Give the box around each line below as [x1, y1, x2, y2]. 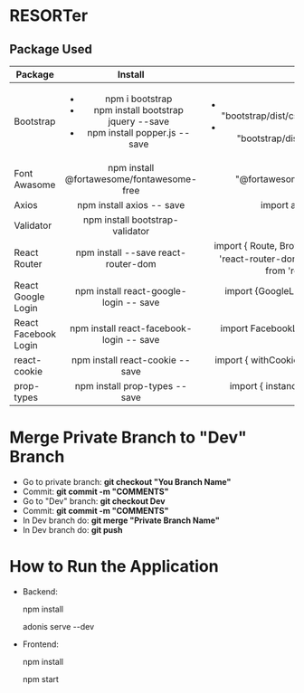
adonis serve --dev [22, 621, 95, 631]
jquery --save [108, 115, 170, 128]
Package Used [9, 42, 92, 57]
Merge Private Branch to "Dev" [9, 427, 247, 448]
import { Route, [214, 240, 278, 252]
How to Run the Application [9, 556, 219, 577]
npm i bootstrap [105, 92, 173, 105]
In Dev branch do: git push [22, 524, 123, 535]
